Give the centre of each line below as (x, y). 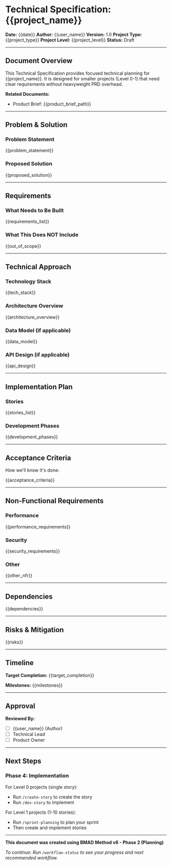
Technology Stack (28, 282)
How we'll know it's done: (33, 470)
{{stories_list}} (20, 412)
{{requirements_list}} (27, 222)
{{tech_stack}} (20, 292)
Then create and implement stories (50, 828)
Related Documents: (27, 94)
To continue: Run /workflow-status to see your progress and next (74, 852)
